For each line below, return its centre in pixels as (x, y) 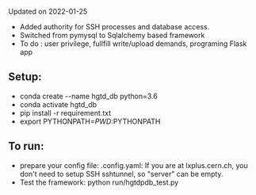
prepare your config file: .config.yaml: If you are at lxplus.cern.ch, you (134, 165)
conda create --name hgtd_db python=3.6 (89, 96)
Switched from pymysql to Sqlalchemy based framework (112, 35)
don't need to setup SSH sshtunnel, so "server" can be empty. (121, 174)
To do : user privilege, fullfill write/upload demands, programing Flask (133, 44)
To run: (26, 146)
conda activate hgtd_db (58, 104)
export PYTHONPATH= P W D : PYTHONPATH (90, 121)
